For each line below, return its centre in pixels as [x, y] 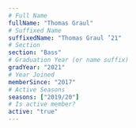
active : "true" [33, 112]
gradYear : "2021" [37, 68]
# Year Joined [32, 75]
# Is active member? [42, 104]
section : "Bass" [35, 52]
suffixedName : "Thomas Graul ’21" [65, 38]
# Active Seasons [37, 89]
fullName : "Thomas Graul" [51, 23]
